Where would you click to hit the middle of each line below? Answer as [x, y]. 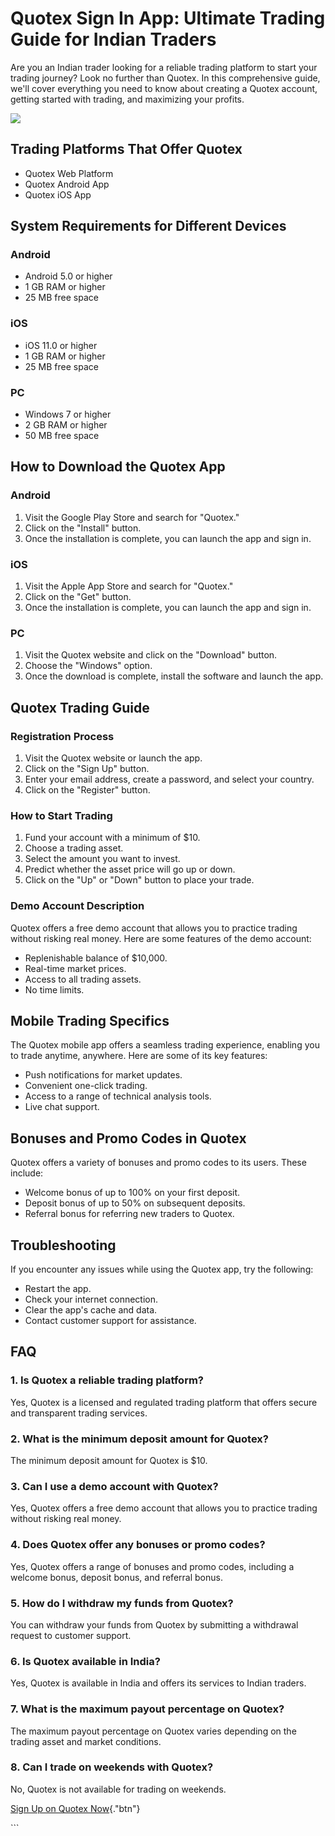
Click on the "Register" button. [87, 790]
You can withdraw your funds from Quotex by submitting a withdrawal [154, 1624]
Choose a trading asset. [74, 848]
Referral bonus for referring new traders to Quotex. [129, 1214]
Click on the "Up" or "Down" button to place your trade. [139, 880]
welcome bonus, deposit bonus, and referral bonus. [116, 1577]
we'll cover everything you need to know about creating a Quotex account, [164, 88]
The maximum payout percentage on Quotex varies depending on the [153, 1731]
